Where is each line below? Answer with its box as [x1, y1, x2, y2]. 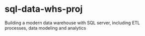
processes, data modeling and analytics [4, 25, 86, 31]
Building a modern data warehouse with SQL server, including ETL [4, 20, 140, 26]
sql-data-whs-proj [4, 3, 83, 15]
